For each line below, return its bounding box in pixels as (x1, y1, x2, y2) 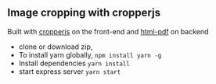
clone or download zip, (18, 42, 93, 51)
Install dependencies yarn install (18, 58, 130, 68)
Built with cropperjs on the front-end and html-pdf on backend (7, 26, 209, 36)
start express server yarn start (18, 66, 121, 76)
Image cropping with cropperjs (7, 6, 161, 19)
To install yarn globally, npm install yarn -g (18, 50, 162, 59)
